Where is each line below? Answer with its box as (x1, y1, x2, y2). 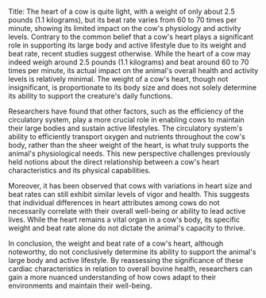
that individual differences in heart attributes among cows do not (8, 198, 220, 207)
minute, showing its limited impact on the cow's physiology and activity (8, 24, 241, 33)
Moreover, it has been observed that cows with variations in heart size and (8, 181, 253, 190)
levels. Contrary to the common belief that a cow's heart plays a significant (8, 32, 254, 41)
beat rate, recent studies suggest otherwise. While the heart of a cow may (8, 49, 251, 58)
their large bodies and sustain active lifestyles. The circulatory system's (8, 123, 243, 133)
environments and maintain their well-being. (8, 281, 152, 290)
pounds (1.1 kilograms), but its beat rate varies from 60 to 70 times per (8, 15, 237, 25)
